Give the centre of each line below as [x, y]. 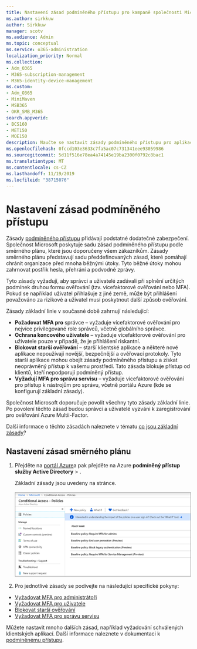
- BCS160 [17, 124]
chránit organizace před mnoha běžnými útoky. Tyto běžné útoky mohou [94, 263]
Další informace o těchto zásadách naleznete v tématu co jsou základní [92, 427]
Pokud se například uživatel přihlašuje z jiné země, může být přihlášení [91, 293]
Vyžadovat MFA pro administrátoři [56, 597]
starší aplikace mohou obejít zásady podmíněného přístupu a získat [96, 360]
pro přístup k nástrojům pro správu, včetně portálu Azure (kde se [93, 385]
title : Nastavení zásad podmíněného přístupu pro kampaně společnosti [94, 12]
